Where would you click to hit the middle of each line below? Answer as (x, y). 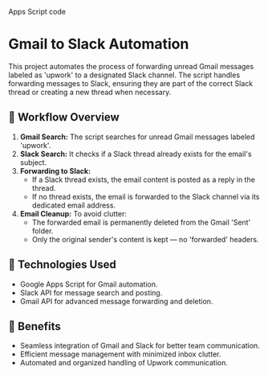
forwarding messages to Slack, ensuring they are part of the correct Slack (131, 83)
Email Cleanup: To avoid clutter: (73, 213)
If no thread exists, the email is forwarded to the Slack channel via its (146, 196)
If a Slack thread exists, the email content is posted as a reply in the (143, 179)
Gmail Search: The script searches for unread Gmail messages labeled (137, 137)
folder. (43, 231)
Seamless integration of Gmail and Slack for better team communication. (140, 346)
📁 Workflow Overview (64, 117)
